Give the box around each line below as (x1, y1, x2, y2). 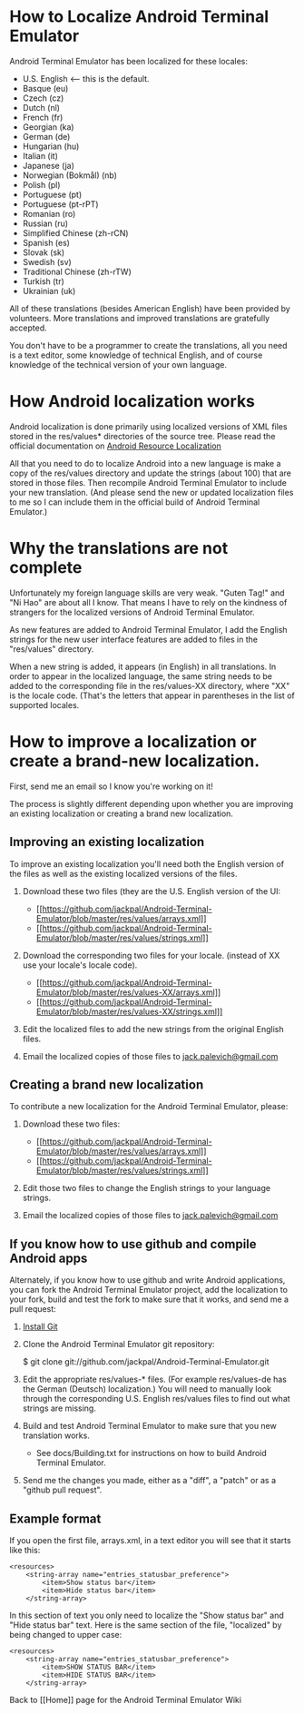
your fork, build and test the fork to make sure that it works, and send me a (9, 1294, 289, 1305)
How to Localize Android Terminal (9, 6, 270, 27)
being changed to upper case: (9, 1630, 123, 1640)
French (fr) (22, 112, 64, 123)
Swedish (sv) (22, 256, 73, 267)
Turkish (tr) (22, 275, 65, 287)
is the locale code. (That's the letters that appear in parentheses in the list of (9, 690, 295, 701)
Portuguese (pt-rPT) (22, 198, 99, 210)
